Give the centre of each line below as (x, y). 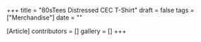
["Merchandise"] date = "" (44, 17)
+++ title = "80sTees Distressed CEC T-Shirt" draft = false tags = (100, 10)
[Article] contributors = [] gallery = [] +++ (67, 31)
